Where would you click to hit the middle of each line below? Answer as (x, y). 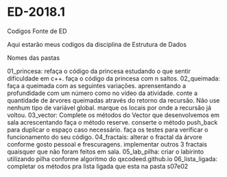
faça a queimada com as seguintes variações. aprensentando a (97, 85)
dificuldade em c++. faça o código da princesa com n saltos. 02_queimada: (114, 78)
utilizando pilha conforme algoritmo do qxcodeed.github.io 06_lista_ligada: (112, 158)
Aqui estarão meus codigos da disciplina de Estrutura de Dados (97, 44)
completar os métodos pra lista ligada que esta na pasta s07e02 (98, 166)
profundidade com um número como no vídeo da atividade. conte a (102, 93)
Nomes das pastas (34, 58)
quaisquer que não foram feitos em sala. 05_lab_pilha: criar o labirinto (106, 152)
